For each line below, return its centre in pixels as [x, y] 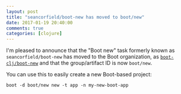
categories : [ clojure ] [34, 34]
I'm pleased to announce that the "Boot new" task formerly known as [90, 50]
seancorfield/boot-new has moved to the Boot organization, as [82, 57]
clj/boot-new [22, 64]
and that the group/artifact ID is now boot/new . [96, 63]
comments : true [25, 28]
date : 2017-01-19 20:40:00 [39, 22]
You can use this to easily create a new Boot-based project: [79, 74]
